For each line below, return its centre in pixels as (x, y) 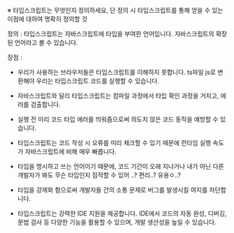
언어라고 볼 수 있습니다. (46, 43)
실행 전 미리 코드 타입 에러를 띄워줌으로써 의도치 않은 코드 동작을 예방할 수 (118, 119)
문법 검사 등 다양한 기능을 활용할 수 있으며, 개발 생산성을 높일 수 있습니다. (117, 222)
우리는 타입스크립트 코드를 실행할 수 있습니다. (97, 81)
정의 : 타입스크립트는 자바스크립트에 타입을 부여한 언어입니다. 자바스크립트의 (111, 34)
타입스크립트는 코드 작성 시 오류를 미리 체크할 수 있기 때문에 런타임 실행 (114, 143)
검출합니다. (45, 104)
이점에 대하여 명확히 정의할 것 (47, 19)
